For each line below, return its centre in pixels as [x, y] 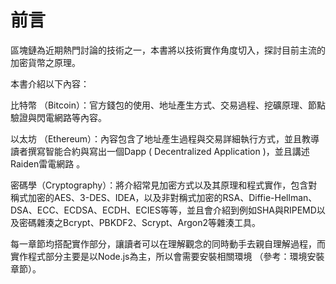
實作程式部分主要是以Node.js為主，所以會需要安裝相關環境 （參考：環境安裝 [167, 256]
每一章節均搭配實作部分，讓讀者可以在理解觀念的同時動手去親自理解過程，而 [168, 243]
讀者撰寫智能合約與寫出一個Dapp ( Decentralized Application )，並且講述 [160, 151]
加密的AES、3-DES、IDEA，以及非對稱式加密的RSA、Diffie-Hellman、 [172, 197]
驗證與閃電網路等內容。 [58, 117]
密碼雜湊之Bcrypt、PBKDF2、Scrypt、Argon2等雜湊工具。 [140, 222]
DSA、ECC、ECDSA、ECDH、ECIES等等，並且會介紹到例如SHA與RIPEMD [163, 210]
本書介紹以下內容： [50, 83]
